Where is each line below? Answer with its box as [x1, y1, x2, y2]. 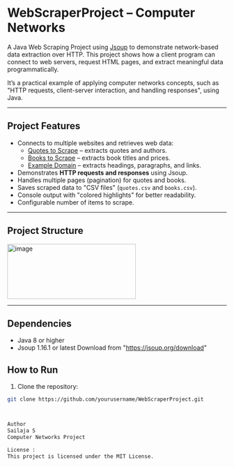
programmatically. [7, 65, 59, 73]
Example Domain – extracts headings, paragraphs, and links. [27, 161, 202, 169]
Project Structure [7, 225, 84, 237]
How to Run [7, 364, 58, 376]
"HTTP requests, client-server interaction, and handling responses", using [7, 86, 219, 94]
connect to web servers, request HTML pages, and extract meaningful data [7, 57, 224, 66]
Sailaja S [7, 427, 36, 434]
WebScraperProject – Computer [7, 5, 196, 21]
